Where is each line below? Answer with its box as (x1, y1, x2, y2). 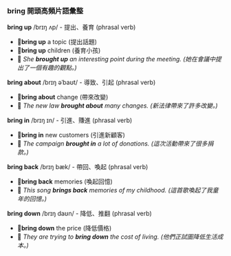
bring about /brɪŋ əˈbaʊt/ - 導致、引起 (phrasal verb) (7, 78, 156, 87)
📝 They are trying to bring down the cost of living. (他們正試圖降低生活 (16, 233, 218, 241)
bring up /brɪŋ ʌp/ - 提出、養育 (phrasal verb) (7, 23, 136, 32)
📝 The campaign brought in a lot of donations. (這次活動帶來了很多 (16, 139, 208, 148)
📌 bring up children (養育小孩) (16, 46, 101, 55)
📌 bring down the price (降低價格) (16, 224, 112, 233)
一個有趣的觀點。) (29, 63, 77, 72)
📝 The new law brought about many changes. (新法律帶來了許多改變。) (16, 101, 218, 110)
